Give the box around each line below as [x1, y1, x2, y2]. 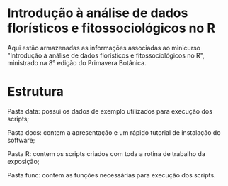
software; [7, 136, 35, 144]
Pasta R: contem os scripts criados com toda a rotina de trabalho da [7, 149, 205, 158]
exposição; [7, 157, 40, 165]
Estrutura [7, 84, 64, 100]
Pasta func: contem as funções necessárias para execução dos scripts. [7, 170, 216, 179]
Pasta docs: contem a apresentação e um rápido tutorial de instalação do [7, 128, 221, 136]
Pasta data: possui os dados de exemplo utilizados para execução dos [7, 106, 212, 115]
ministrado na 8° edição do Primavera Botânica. [7, 58, 147, 67]
